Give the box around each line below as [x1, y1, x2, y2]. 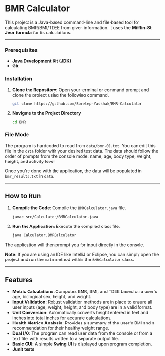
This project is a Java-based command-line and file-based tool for [5, 19, 140, 25]
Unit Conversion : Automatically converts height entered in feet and [12, 309, 149, 315]
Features [5, 275, 33, 284]
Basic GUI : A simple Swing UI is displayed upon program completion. [12, 341, 152, 347]
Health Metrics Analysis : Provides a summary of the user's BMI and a [12, 320, 155, 325]
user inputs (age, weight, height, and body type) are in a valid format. [12, 304, 153, 310]
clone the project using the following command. [12, 92, 109, 97]
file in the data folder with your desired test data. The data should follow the [5, 148, 159, 154]
